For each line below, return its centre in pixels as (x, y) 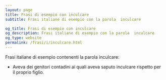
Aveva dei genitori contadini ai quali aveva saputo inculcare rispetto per (87, 67)
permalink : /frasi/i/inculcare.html (44, 43)
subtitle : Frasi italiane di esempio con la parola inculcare (73, 19)
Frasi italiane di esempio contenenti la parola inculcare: (62, 57)
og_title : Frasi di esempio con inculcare (50, 28)
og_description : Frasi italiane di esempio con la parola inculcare (80, 33)
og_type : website (23, 38)
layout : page (19, 10)
